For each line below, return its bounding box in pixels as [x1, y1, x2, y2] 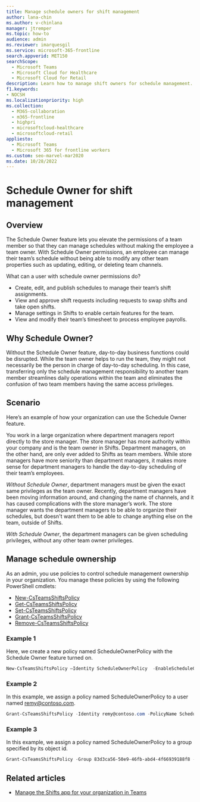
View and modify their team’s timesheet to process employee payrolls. [14, 316, 187, 323]
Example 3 [6, 725, 37, 733]
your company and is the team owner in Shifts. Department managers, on [6, 444, 186, 451]
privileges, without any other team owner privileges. [6, 536, 134, 544]
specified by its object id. [6, 745, 68, 752]
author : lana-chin [6, 14, 52, 20]
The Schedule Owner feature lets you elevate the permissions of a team [6, 236, 183, 243]
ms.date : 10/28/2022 [6, 158, 58, 164]
